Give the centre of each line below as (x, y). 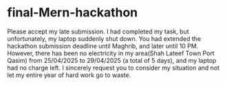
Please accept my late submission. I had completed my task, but (98, 31)
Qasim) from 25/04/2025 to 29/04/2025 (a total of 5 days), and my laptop (112, 60)
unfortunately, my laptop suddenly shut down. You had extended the (104, 38)
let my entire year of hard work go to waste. (69, 75)
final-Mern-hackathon (73, 13)
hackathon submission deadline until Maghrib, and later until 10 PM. (103, 46)
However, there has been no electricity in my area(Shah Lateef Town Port (111, 53)
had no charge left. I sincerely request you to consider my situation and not (113, 68)
